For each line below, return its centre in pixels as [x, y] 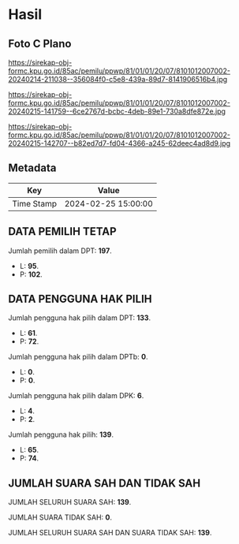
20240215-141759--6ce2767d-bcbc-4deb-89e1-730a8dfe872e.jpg [117, 111]
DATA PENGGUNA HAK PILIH [80, 299]
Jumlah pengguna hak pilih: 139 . [61, 434]
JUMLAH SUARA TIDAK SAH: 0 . [60, 517]
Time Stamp [35, 203]
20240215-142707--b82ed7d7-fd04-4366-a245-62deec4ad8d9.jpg [119, 143]
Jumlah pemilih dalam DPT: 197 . [60, 251]
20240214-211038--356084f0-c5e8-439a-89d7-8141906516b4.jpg [118, 79]
